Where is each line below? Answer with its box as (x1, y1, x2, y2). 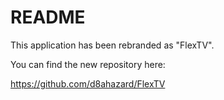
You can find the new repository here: (10, 58, 166, 70)
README (10, 6, 86, 29)
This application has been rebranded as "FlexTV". (10, 39, 215, 51)
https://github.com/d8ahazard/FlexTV (10, 77, 166, 90)
